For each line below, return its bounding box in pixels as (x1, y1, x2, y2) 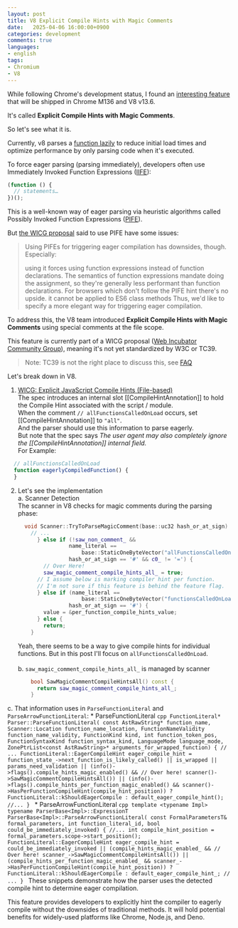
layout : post (7, 10, 46, 18)
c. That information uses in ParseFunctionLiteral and (7, 704, 164, 713)
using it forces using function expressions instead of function (24, 264, 205, 273)
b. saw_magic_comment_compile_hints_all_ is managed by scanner (17, 664, 210, 673)
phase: (17, 509, 38, 517)
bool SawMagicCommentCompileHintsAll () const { (31, 678, 174, 685)
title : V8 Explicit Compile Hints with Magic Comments (7, 17, 173, 24)
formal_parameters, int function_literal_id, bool (7, 820, 161, 828)
